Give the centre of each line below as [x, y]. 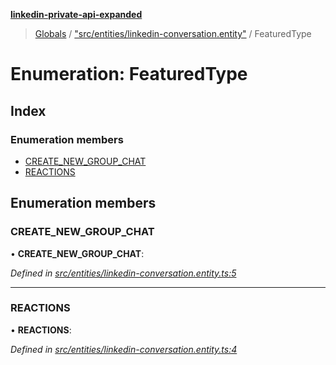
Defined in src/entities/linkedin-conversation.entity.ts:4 [124, 349]
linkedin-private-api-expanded [76, 14]
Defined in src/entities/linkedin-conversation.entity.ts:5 [123, 273]
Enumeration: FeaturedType [129, 74]
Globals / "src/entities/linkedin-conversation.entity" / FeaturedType [173, 33]
